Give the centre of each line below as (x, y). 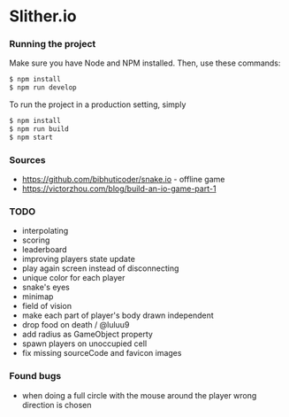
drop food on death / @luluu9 (76, 325)
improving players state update (78, 259)
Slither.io (43, 16)
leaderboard (45, 250)
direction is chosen (57, 405)
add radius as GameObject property (87, 335)
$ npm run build (39, 129)
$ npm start (31, 137)
